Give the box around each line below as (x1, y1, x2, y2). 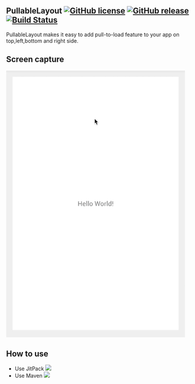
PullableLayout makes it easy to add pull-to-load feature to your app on (6, 31, 180, 38)
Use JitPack (14, 365, 44, 372)
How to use (6, 349, 48, 359)
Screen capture (6, 55, 64, 65)
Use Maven (14, 372, 43, 379)
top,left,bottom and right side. (6, 37, 79, 44)
